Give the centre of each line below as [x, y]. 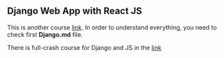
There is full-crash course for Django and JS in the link [84, 47]
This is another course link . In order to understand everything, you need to [112, 27]
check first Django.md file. [45, 34]
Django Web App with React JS [75, 11]
